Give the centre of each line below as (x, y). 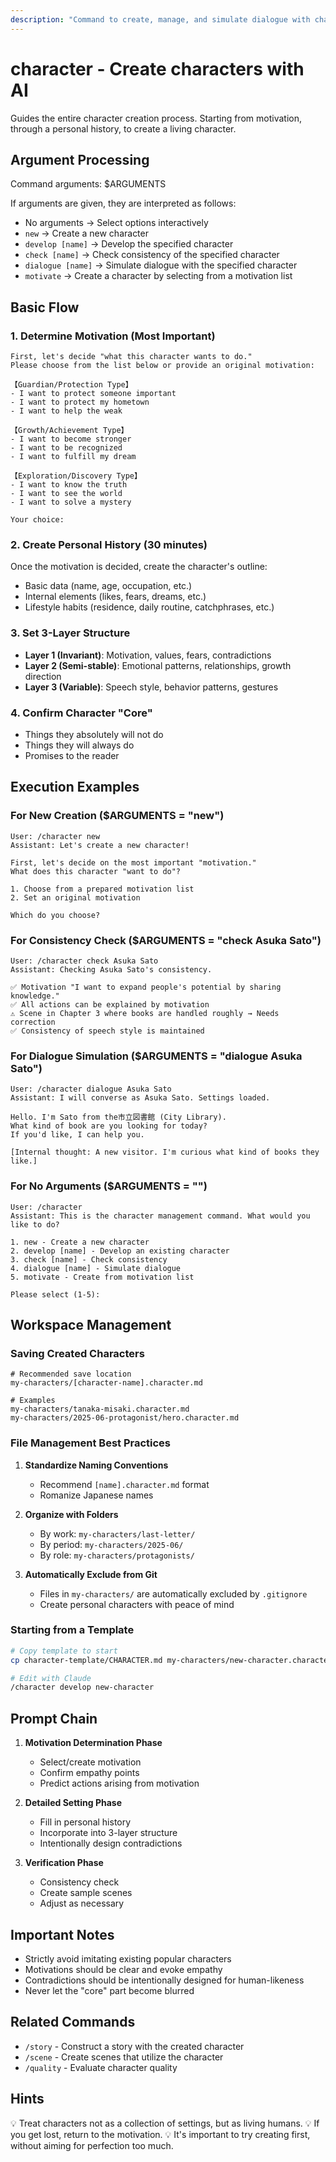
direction (43, 676)
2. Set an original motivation (75, 897)
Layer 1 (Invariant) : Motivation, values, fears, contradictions (148, 655)
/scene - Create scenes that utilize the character (124, 2057)
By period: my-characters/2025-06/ (111, 1544)
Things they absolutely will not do (94, 734)
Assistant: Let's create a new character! (100, 845)
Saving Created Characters (77, 1353)
